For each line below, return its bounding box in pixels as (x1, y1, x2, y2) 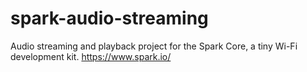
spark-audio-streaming (10, 7, 209, 30)
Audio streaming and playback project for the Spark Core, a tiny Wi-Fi (10, 40, 298, 52)
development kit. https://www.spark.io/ (10, 50, 172, 62)
